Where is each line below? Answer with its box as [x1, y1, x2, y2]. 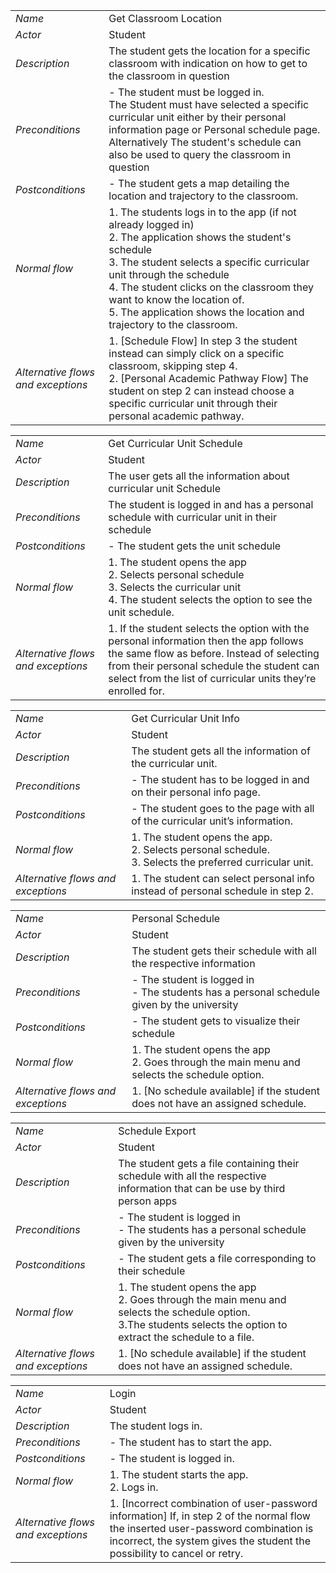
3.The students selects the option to [118, 1318, 288, 1331]
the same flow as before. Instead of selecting [108, 647, 320, 660]
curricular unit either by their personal [108, 110, 287, 124]
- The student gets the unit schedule [108, 539, 282, 553]
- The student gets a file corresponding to [118, 1252, 317, 1265]
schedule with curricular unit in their [108, 510, 277, 524]
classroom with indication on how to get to [108, 57, 308, 70]
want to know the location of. [108, 293, 245, 306]
